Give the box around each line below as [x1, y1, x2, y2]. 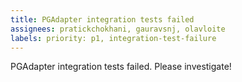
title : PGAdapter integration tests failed [10, 14, 195, 25]
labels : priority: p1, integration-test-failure [10, 33, 217, 43]
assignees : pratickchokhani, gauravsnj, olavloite [10, 24, 226, 34]
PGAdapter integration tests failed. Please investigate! [10, 61, 232, 73]
